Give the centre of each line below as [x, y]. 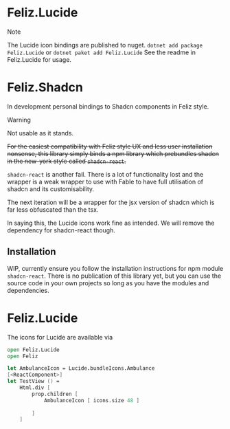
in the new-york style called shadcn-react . [67, 161]
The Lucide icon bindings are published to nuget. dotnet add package [105, 45]
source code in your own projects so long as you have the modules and [108, 283]
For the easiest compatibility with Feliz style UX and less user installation [110, 146]
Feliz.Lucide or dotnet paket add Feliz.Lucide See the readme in [101, 52]
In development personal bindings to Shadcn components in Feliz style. [108, 106]
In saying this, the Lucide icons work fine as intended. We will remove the [111, 223]
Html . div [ [35, 388]
